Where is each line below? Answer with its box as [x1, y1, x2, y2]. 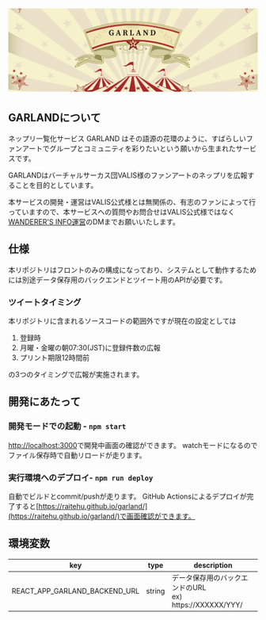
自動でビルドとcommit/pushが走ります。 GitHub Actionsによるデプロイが [8, 492, 247, 501]
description [193, 561, 233, 570]
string [146, 586, 165, 595]
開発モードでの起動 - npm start [8, 421, 127, 432]
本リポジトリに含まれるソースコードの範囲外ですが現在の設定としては [8, 316, 237, 325]
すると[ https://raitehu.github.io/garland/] [14, 501, 148, 511]
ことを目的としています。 [14, 180, 98, 189]
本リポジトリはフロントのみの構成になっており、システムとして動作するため [8, 265, 257, 274]
